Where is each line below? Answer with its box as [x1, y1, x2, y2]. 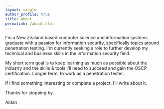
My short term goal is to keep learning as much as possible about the [5, 60, 148, 66]
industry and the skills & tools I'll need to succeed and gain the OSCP [5, 65, 147, 71]
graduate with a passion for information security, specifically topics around [5, 40, 160, 46]
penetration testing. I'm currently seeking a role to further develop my [5, 45, 149, 51]
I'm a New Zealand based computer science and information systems [5, 35, 148, 41]
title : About [5, 16, 32, 21]
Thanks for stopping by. [5, 90, 54, 96]
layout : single [5, 7, 37, 12]
